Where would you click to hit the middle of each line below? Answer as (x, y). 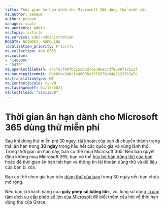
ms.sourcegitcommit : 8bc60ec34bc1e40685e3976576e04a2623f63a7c (71, 74)
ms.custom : (16, 56)
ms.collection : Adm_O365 (31, 51)
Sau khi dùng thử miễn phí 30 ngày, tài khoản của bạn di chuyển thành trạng (82, 141)
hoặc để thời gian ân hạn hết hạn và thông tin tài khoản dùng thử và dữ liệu (81, 162)
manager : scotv (21, 23)
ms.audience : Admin (25, 28)
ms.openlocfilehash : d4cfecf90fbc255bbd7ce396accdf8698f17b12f (71, 70)
